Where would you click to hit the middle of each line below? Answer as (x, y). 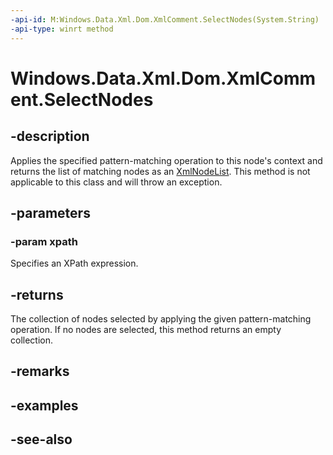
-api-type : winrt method (62, 29)
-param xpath (44, 241)
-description (50, 136)
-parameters (50, 212)
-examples (44, 405)
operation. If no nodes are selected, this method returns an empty (146, 329)
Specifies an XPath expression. (74, 263)
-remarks (40, 371)
